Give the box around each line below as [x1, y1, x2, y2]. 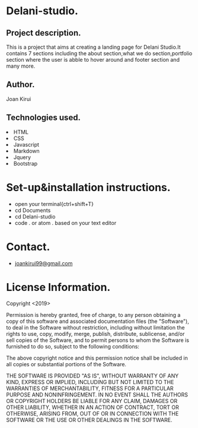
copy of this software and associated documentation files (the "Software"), [6, 318, 190, 325]
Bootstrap [14, 160, 38, 167]
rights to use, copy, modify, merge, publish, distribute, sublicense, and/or [6, 331, 185, 338]
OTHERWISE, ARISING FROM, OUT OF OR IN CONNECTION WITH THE [6, 410, 179, 417]
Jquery [14, 153, 31, 161]
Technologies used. [6, 113, 81, 123]
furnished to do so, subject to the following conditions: [6, 343, 139, 350]
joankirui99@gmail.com [14, 259, 73, 267]
